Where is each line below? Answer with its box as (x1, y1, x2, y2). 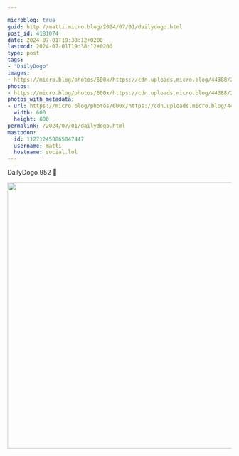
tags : (7, 56, 23, 64)
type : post (7, 50, 40, 57)
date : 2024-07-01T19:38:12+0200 (7, 36, 103, 43)
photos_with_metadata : (7, 96, 75, 103)
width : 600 (14, 109, 46, 116)
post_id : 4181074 (7, 30, 59, 37)
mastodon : (7, 129, 37, 136)
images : (7, 69, 31, 77)
